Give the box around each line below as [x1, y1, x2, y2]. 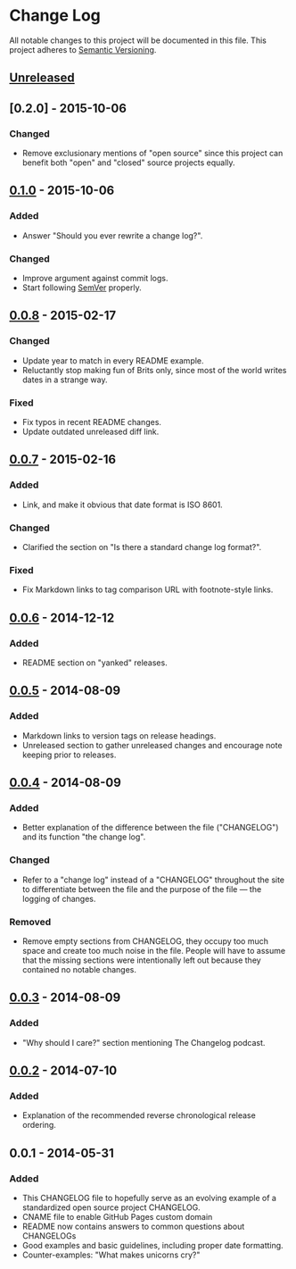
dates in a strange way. [21, 374, 109, 385]
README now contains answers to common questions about [21, 1221, 245, 1231]
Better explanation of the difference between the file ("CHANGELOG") [21, 822, 279, 833]
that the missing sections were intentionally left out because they [21, 955, 261, 965]
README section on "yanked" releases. [21, 657, 168, 668]
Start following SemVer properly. [21, 282, 143, 293]
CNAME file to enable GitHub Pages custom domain [21, 1211, 213, 1222]
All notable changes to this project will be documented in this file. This [9, 35, 267, 46]
